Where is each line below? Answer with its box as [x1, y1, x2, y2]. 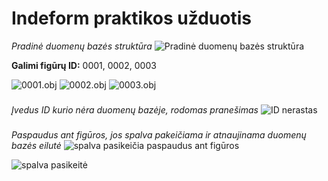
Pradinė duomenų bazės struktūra [11, 40, 153, 52]
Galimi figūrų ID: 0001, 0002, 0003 [11, 59, 157, 71]
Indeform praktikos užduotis [11, 7, 252, 30]
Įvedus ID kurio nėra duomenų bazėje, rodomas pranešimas [11, 103, 259, 116]
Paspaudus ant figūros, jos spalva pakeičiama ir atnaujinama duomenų [11, 128, 307, 141]
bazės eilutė [11, 139, 62, 151]
